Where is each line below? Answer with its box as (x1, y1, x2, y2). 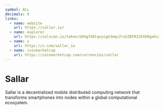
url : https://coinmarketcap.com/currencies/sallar (14, 52, 119, 57)
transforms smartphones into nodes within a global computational (5, 94, 138, 100)
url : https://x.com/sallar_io (14, 43, 76, 48)
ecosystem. (5, 100, 29, 106)
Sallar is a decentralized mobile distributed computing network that (5, 90, 140, 95)
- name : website (9, 20, 42, 26)
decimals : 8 (5, 12, 29, 17)
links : (5, 16, 19, 21)
